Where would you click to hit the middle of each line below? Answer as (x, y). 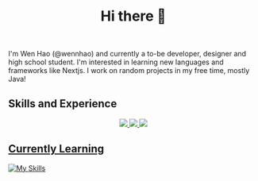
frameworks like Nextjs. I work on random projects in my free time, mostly (129, 70)
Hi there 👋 (133, 16)
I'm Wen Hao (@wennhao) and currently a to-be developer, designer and (127, 53)
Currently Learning (56, 149)
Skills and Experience (63, 104)
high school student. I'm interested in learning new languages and (116, 62)
